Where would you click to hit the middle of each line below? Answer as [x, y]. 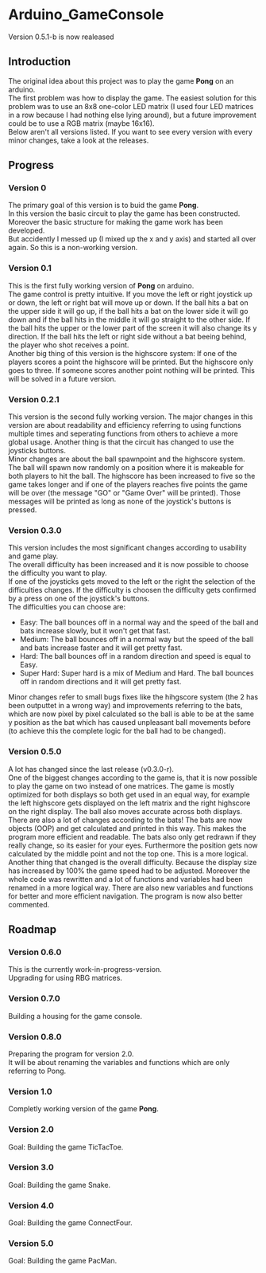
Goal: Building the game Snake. [60, 1185]
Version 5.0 [31, 1244]
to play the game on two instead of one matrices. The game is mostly [121, 785]
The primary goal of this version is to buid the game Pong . [104, 206]
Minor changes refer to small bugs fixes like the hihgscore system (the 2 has [133, 697]
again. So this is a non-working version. [73, 248]
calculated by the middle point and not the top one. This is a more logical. [128, 853]
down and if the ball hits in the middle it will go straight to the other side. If [129, 319]
